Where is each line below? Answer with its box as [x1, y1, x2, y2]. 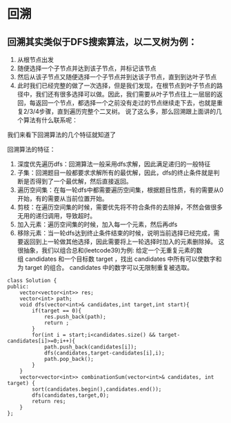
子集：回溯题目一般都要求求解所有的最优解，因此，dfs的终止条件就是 [17, 168, 214, 177]
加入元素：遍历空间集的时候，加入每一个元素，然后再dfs [17, 220, 178, 228]
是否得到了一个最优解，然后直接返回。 [23, 177, 132, 185]
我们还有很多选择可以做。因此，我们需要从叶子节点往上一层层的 [35, 90, 217, 98]
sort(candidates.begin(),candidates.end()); [32, 386, 162, 393]
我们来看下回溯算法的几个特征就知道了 [7, 130, 116, 139]
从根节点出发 [17, 56, 54, 63]
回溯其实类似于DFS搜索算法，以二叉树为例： [7, 36, 198, 48]
